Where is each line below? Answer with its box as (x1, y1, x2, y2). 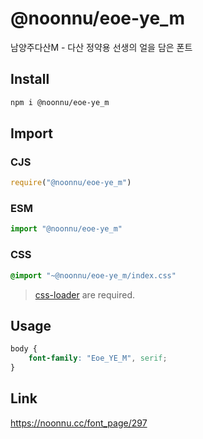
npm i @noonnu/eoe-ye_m (10, 97, 110, 107)
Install (10, 71, 50, 88)
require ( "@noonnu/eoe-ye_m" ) (10, 178, 132, 188)
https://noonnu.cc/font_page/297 (10, 417, 148, 429)
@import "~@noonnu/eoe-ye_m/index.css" (10, 270, 177, 281)
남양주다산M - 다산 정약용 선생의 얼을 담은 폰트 (10, 41, 193, 53)
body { (10, 344, 38, 354)
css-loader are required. (34, 288, 135, 301)
